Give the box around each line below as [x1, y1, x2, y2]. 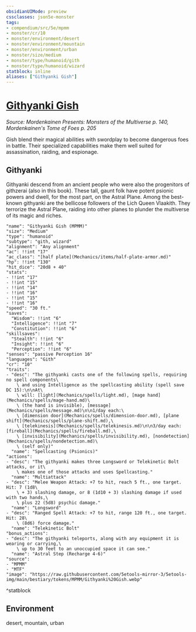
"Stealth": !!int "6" [11, 336, 64, 342]
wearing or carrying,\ [6, 541, 61, 547]
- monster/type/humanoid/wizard [6, 63, 85, 69]
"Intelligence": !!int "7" [11, 320, 77, 327]
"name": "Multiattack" [11, 474, 67, 480]
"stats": [6, 269, 27, 275]
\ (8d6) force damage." [16, 520, 75, 526]
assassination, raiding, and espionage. [6, 149, 99, 156]
